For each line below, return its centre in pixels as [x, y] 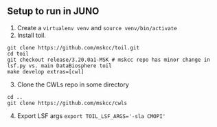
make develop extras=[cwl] [46, 71]
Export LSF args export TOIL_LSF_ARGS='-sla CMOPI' [91, 115]
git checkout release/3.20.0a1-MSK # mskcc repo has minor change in [109, 60]
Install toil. [32, 35]
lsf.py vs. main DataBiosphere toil [59, 66]
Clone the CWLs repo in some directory [73, 84]
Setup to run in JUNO [53, 11]
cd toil [18, 54]
